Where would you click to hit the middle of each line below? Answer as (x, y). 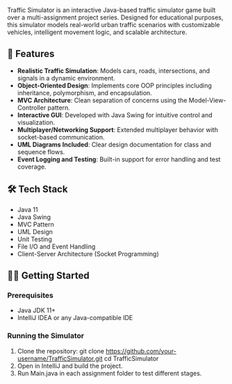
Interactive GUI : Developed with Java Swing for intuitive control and (115, 115)
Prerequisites (30, 295)
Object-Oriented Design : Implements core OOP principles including (114, 85)
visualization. (36, 122)
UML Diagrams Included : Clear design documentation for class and (114, 144)
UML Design (35, 231)
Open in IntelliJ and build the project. (70, 366)
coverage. (32, 167)
